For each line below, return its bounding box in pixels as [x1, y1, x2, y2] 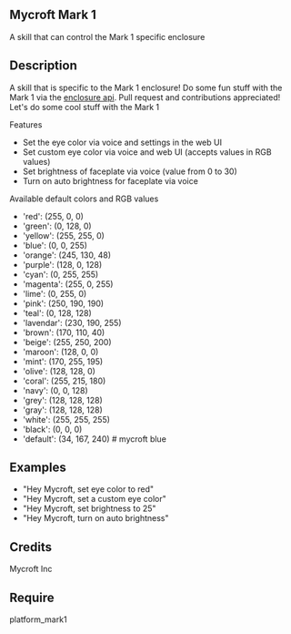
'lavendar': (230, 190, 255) [22, 317, 122, 328]
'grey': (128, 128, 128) [22, 394, 103, 405]
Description [9, 58, 77, 74]
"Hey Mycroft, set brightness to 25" [22, 503, 156, 514]
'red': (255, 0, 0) [22, 210, 85, 221]
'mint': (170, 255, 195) [22, 355, 104, 367]
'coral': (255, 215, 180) [22, 375, 106, 386]
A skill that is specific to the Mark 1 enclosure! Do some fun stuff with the [9, 82, 283, 93]
